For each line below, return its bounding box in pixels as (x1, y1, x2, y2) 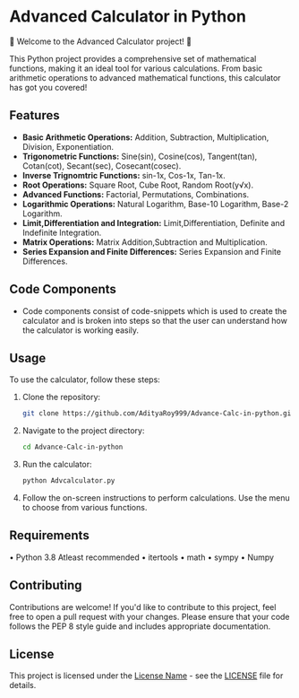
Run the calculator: (21, 459, 92, 470)
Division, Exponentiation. (21, 141, 115, 152)
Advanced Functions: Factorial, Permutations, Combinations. (21, 188, 250, 199)
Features (9, 108, 60, 123)
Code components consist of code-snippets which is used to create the (21, 305, 287, 316)
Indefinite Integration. (21, 227, 102, 238)
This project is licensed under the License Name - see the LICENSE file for (9, 670, 284, 681)
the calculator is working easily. (21, 325, 140, 336)
